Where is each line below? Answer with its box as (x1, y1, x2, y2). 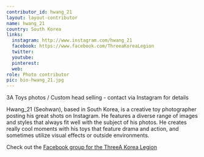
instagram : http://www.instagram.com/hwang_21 (12, 37, 133, 43)
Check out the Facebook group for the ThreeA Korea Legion (6, 144, 158, 151)
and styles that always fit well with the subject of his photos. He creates (6, 119, 188, 126)
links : (6, 32, 23, 38)
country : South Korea (6, 26, 62, 32)
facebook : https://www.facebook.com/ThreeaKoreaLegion (12, 43, 155, 49)
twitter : (12, 49, 34, 55)
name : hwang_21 (6, 20, 45, 26)
